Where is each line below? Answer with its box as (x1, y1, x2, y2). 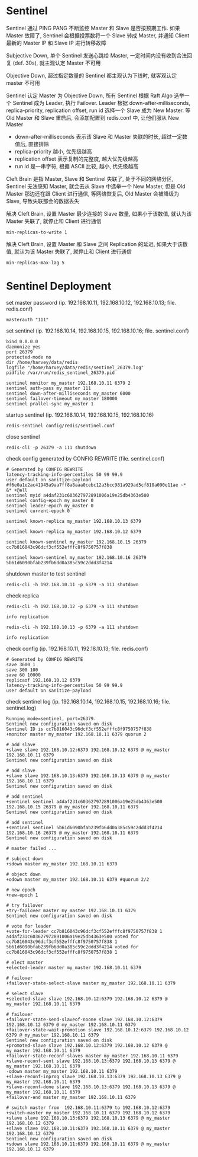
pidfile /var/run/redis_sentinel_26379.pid (6, 369, 115, 376)
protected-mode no (6, 354, 51, 360)
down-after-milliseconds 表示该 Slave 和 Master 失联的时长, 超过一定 (14, 133, 183, 140)
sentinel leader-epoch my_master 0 (6, 503, 94, 509)
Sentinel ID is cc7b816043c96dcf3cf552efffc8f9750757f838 (6, 726, 152, 732)
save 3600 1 (6, 661, 35, 667)
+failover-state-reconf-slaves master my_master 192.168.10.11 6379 (6, 1053, 178, 1059)
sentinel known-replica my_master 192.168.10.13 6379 (6, 518, 142, 524)
